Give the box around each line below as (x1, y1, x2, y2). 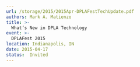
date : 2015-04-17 (6, 47, 48, 52)
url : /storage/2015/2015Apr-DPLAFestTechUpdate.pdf (6, 8, 134, 15)
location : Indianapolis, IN (6, 41, 75, 47)
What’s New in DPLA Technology (11, 24, 87, 31)
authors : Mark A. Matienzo (6, 14, 72, 20)
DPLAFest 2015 (11, 36, 45, 41)
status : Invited (6, 52, 48, 58)
